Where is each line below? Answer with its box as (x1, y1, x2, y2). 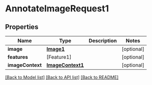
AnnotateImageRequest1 (5, 3, 109, 14)
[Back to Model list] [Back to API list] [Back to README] (5, 75, 119, 80)
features (7, 54, 28, 60)
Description (89, 38, 117, 44)
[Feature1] (46, 54, 72, 60)
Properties (5, 23, 39, 31)
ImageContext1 (46, 62, 84, 68)
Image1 (46, 45, 65, 52)
